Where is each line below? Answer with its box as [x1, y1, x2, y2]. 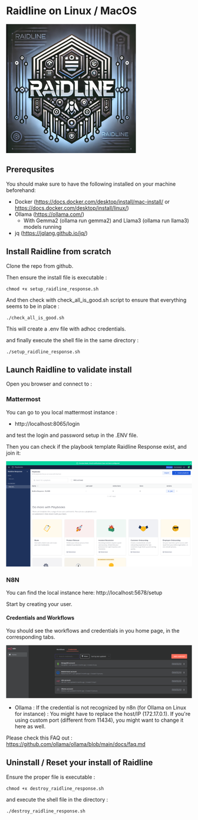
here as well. [14, 722, 46, 730]
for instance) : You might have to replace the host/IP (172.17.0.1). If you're [14, 710, 191, 717]
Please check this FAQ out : [6, 734, 72, 741]
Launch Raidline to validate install [6, 365, 132, 375]
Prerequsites [6, 164, 55, 175]
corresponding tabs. [6, 634, 55, 641]
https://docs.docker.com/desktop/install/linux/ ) [14, 204, 130, 211]
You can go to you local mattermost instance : [6, 409, 118, 416]
